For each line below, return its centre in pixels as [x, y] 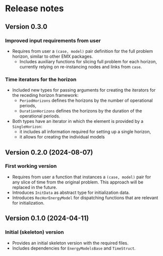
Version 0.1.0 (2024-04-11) [47, 218]
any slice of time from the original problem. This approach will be [78, 182]
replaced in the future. [35, 187]
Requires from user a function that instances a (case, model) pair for [81, 177]
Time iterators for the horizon [41, 79]
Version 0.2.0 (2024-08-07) [49, 152]
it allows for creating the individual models [62, 137]
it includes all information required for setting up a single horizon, [85, 132]
